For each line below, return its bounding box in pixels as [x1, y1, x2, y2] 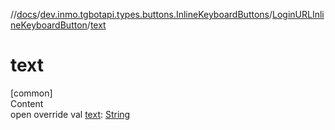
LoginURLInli [272, 9, 325, 20]
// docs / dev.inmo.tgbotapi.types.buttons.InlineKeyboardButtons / [10, 9, 273, 20]
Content [10, 97, 44, 109]
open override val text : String [10, 108, 131, 120]
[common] [10, 87, 53, 99]
